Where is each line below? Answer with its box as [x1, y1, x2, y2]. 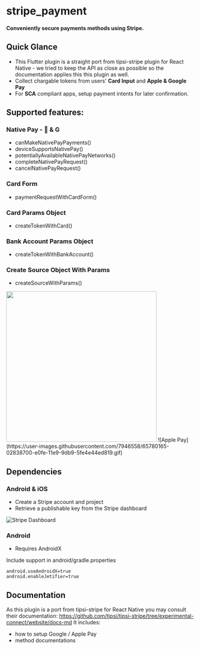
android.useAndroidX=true [6, 568, 71, 574]
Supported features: [6, 107, 84, 117]
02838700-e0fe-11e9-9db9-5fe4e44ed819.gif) [6, 449, 123, 456]
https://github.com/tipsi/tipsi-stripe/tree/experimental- [59, 612, 194, 619]
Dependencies [6, 467, 62, 477]
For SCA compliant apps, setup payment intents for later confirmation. [14, 90, 189, 97]
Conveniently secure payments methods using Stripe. [6, 24, 144, 31]
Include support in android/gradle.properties [6, 557, 116, 564]
